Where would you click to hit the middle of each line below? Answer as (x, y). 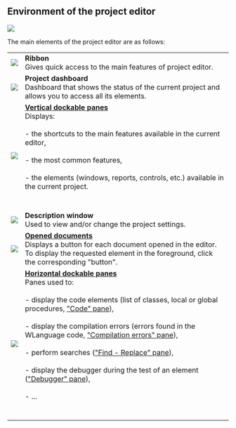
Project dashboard (57, 78)
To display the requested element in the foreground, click (119, 253)
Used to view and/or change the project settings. (105, 224)
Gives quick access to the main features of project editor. (119, 67)
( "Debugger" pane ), (58, 379)
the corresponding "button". (71, 261)
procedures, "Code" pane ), (70, 309)
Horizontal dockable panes (71, 273)
